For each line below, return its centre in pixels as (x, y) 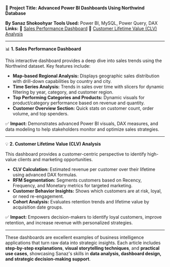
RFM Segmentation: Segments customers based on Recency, (77, 180)
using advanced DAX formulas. (45, 175)
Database (16, 13)
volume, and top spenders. (40, 114)
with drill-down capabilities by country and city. (62, 81)
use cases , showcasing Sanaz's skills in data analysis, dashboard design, (83, 254)
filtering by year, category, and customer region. (63, 92)
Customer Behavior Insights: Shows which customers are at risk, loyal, (87, 191)
